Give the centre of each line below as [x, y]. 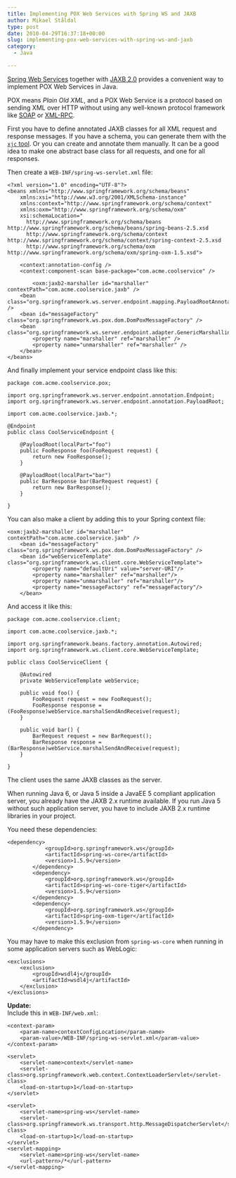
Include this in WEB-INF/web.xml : [53, 1013]
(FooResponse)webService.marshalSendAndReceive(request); [94, 711]
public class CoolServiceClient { [58, 662]
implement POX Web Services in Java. [63, 86]
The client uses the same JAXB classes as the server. [85, 780]
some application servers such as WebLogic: [72, 948]
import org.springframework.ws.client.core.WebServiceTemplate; [103, 650]
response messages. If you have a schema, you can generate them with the [117, 136]
